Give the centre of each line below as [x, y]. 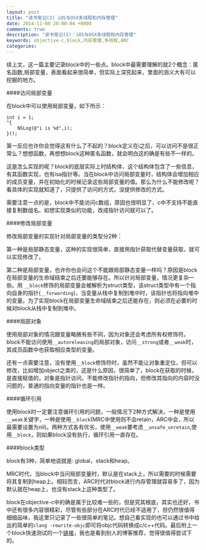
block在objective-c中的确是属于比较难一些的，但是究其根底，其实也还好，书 [103, 502]
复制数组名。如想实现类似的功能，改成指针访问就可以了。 [84, 210]
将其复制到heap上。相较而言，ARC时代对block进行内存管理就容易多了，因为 [103, 481]
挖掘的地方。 [22, 80]
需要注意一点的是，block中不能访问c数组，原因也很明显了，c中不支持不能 [100, 202]
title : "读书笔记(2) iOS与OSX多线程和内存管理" [62, 18]
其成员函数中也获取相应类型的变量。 [52, 349]
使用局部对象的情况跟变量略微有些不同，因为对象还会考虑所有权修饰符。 [97, 334]
